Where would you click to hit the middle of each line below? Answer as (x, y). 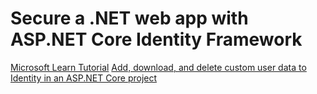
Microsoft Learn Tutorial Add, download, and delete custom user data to (158, 67)
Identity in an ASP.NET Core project (84, 78)
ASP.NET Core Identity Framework (156, 39)
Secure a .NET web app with (129, 18)
